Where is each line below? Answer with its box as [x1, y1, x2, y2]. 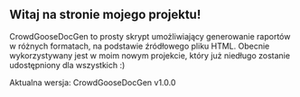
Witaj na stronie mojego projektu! [9, 7, 202, 22]
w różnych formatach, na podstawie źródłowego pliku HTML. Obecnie [9, 40, 270, 51]
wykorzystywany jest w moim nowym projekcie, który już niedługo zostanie [9, 49, 291, 61]
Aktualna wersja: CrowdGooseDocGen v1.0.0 [9, 76, 176, 88]
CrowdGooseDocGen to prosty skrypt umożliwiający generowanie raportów [9, 31, 291, 41]
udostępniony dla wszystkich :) [9, 59, 126, 70]
